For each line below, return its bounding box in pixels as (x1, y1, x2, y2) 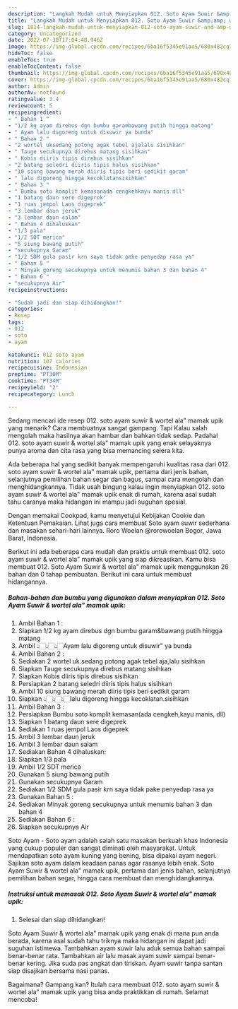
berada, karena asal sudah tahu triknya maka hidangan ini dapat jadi (8, 936, 206, 945)
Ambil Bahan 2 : (18, 649, 64, 658)
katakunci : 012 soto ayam (8, 351, 84, 358)
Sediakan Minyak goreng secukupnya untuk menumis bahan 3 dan (18, 800, 213, 808)
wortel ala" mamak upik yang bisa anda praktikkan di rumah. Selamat (8, 987, 209, 996)
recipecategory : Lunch (8, 390, 75, 398)
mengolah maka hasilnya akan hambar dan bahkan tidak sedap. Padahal (8, 431, 218, 439)
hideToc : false (8, 50, 53, 57)
